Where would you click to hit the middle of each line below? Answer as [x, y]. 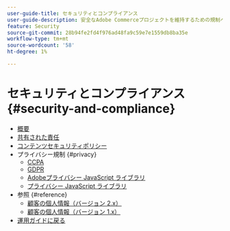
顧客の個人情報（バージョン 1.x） [74, 211]
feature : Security [33, 26]
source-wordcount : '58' [41, 45]
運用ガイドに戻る [41, 220]
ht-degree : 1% [27, 52]
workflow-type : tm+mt [38, 39]
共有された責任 [38, 137]
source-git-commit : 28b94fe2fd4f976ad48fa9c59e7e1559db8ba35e [98, 33]
